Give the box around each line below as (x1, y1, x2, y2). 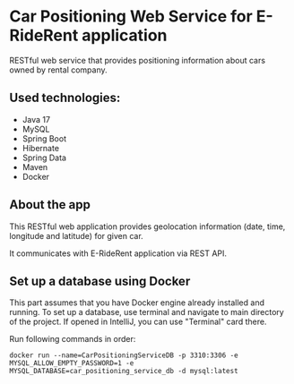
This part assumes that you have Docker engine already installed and (9, 297, 264, 308)
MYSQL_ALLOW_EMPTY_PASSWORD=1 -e (9, 359, 134, 368)
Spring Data (22, 152, 67, 163)
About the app (9, 197, 91, 212)
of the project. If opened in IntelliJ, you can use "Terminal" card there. (9, 316, 267, 328)
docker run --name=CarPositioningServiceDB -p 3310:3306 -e (9, 351, 239, 360)
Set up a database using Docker (9, 273, 191, 288)
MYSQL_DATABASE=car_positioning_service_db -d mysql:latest (9, 367, 239, 376)
